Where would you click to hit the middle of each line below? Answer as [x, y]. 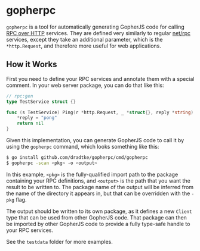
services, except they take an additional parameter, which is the [84, 39]
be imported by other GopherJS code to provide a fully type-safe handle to [98, 224]
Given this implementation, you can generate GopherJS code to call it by [95, 140]
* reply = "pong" [37, 118]
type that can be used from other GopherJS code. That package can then [96, 217]
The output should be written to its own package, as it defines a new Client [99, 211]
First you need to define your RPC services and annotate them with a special [100, 79]
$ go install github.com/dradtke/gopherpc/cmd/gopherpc [77, 158]
